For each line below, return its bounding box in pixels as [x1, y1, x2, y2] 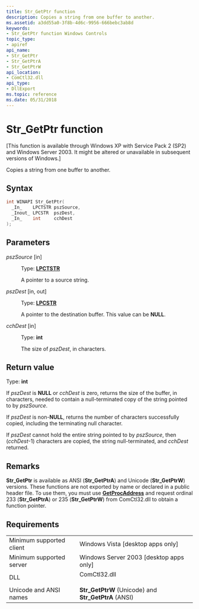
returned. [6, 444, 29, 451]
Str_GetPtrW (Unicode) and [79, 586, 157, 594]
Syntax [6, 183, 33, 193]
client [9, 544, 25, 551]
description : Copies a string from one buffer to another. [6, 14, 155, 20]
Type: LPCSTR [21, 299, 57, 306]
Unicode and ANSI [9, 586, 60, 594]
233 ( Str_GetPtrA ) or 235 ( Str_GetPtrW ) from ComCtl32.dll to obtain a [6, 496, 178, 503]
